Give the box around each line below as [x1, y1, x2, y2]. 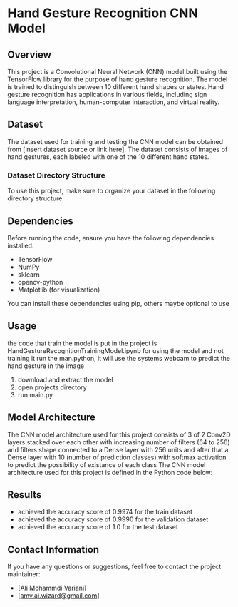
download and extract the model [17, 375, 113, 384]
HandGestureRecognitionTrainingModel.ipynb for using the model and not [7, 346, 224, 354]
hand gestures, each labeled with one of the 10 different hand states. [7, 152, 209, 161]
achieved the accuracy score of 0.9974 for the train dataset [17, 508, 192, 516]
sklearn [17, 270, 41, 279]
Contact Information [7, 544, 100, 556]
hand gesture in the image [7, 362, 84, 370]
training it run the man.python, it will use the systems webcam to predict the [7, 354, 230, 362]
